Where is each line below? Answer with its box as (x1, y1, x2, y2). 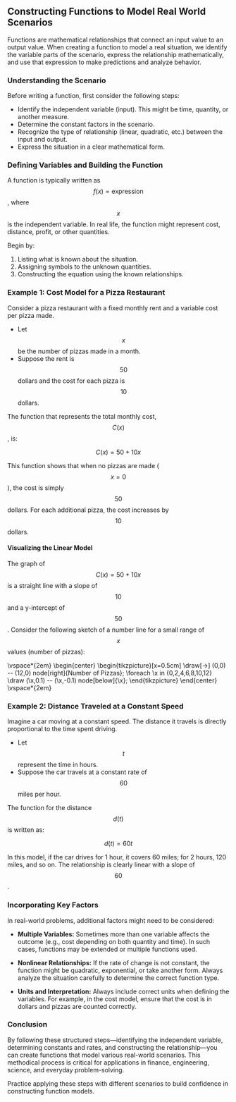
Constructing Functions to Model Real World (7, 6, 206, 18)
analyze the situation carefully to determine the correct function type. (17, 973, 220, 982)
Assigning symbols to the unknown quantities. (17, 262, 151, 271)
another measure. (17, 113, 69, 121)
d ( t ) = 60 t (104, 839, 133, 848)
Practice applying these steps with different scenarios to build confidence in (7, 1079, 229, 1088)
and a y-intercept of (7, 603, 66, 612)
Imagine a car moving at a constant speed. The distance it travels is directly (7, 717, 227, 726)
